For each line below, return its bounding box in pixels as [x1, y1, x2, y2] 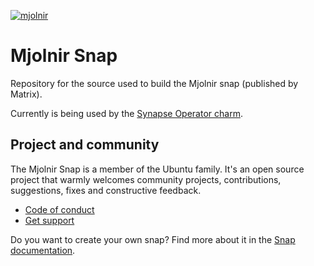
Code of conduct [24, 203, 95, 215]
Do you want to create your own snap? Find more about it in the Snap [10, 233, 296, 245]
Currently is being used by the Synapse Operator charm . [10, 107, 243, 119]
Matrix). [10, 88, 43, 100]
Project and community [10, 136, 160, 154]
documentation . [10, 244, 76, 256]
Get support [24, 214, 75, 226]
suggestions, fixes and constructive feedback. [10, 184, 202, 196]
